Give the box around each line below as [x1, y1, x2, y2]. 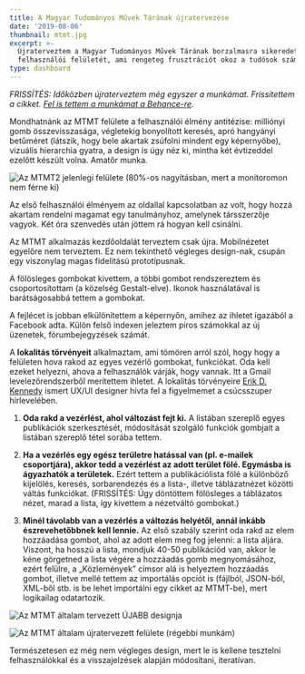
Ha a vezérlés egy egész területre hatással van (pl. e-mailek [22, 449, 254, 460]
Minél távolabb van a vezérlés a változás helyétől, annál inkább [22, 514, 266, 526]
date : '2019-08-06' [9, 22, 84, 31]
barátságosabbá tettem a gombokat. [9, 292, 145, 303]
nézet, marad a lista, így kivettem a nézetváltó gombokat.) [22, 497, 240, 508]
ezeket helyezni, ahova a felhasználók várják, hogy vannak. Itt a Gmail [9, 366, 271, 376]
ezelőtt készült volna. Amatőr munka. [9, 154, 148, 165]
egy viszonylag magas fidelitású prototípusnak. [9, 255, 186, 266]
